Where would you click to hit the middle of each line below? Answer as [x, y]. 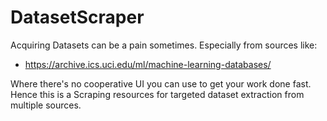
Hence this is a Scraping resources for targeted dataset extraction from [157, 94]
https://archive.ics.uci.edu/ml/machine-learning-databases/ [148, 64]
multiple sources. [46, 105]
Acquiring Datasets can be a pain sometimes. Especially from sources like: [164, 45]
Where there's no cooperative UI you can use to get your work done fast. [161, 83]
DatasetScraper [77, 17]
